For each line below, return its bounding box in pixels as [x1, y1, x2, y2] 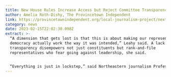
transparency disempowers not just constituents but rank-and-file [10, 45, 156, 50]
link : [5, 17, 17, 22]
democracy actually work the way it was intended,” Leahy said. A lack [10, 41, 165, 46]
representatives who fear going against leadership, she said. [10, 50, 147, 55]
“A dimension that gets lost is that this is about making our [10, 36, 147, 41]
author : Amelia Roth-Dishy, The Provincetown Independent [5, 12, 131, 17]
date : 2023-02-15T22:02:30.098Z [5, 27, 74, 32]
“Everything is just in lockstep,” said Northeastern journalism [10, 64, 152, 69]
